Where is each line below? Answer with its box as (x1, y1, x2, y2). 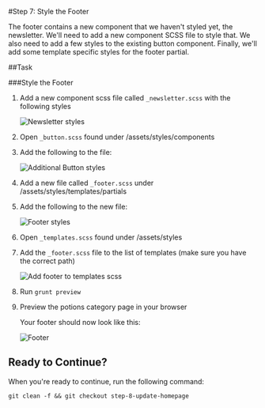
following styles (19, 102, 71, 111)
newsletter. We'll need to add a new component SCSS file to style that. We (8, 31, 251, 40)
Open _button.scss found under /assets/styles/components (19, 132, 215, 142)
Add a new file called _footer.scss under (19, 178, 154, 187)
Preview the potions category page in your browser (19, 302, 187, 312)
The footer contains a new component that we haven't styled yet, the (8, 22, 233, 31)
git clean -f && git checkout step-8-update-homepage (8, 391, 190, 400)
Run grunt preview (19, 287, 81, 296)
